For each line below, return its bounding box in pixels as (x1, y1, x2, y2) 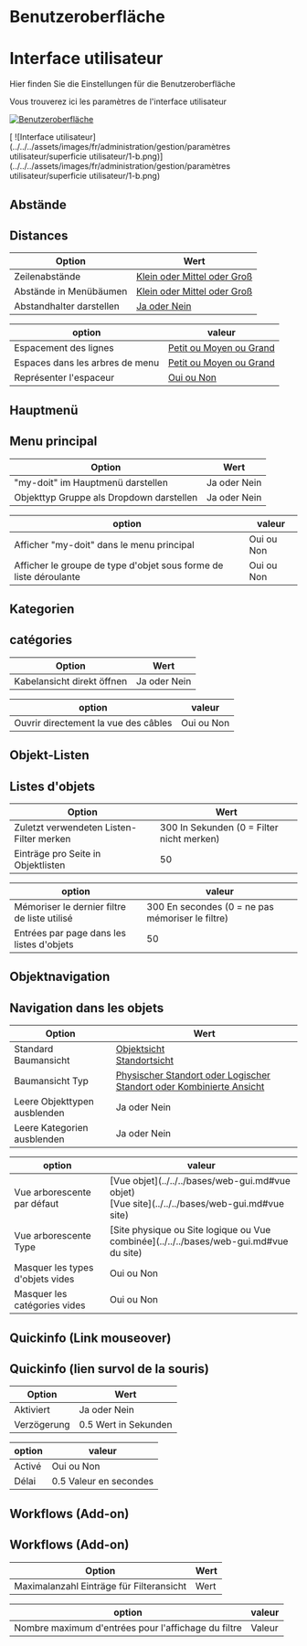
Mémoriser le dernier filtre (14, 900, 126, 913)
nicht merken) (159, 832, 220, 845)
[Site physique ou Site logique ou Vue (109, 1224, 271, 1237)
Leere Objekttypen (14, 1095, 94, 1108)
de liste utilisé (14, 912, 73, 924)
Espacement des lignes (14, 342, 114, 354)
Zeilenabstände (14, 270, 81, 283)
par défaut (14, 1198, 59, 1210)
